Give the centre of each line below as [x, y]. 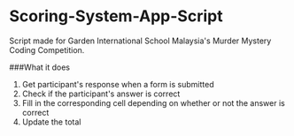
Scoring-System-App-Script [116, 16]
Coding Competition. [47, 49]
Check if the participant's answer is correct [101, 94]
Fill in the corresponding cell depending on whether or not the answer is [153, 102]
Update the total [51, 122]
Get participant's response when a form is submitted [118, 84]
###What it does [40, 67]
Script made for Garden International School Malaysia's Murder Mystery [140, 41]
